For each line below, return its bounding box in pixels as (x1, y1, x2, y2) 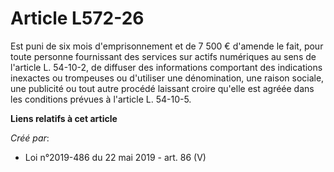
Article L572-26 (10, 7, 145, 30)
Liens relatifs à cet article (10, 112, 118, 124)
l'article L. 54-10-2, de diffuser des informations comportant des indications (10, 61, 323, 73)
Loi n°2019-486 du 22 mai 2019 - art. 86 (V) (24, 151, 207, 163)
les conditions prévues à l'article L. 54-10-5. (10, 93, 192, 105)
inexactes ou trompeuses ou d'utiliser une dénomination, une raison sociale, (10, 72, 325, 84)
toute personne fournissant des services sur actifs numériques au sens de (10, 50, 317, 62)
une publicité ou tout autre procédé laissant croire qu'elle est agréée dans (10, 82, 315, 94)
